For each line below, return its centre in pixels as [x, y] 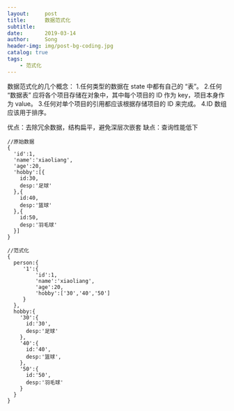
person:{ [26, 263]
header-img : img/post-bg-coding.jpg [60, 46]
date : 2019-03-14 [42, 33]
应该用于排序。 [29, 112]
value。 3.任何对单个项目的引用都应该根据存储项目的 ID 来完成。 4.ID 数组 [121, 103]
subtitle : [22, 26]
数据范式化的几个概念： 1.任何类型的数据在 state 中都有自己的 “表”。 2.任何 [115, 86]
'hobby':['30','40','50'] [73, 293]
